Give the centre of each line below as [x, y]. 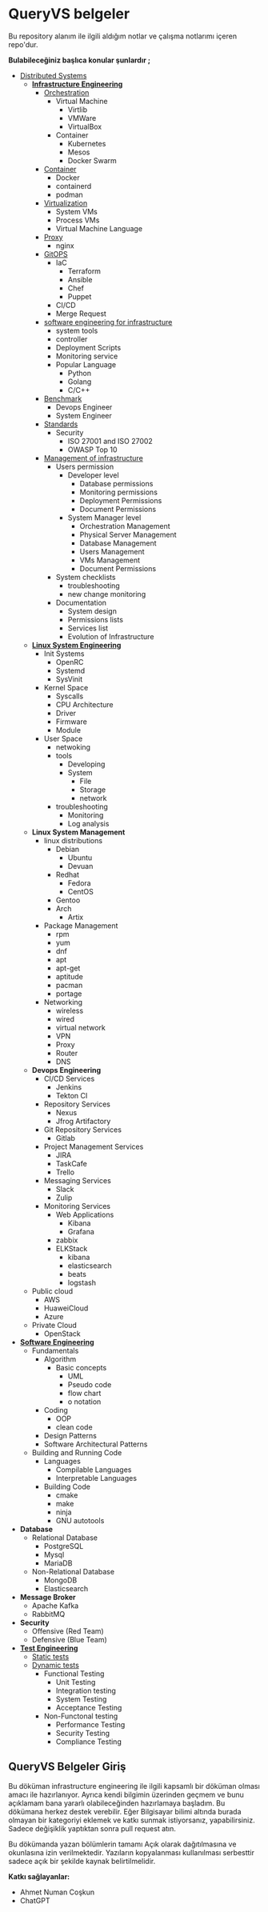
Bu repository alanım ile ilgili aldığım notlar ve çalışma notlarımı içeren [123, 36]
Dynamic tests [56, 1665]
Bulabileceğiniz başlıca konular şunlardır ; [79, 60]
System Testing [81, 1699]
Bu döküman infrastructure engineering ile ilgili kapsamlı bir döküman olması [134, 1786]
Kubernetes [87, 143]
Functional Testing [74, 1674]
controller [72, 339]
